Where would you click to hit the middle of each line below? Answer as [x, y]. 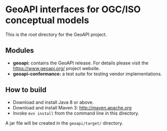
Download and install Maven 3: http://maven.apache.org [72, 107]
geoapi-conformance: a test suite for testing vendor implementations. [87, 74]
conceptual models [47, 20]
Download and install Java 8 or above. [53, 102]
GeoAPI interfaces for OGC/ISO [73, 9]
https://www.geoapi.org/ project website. [56, 68]
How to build [26, 90]
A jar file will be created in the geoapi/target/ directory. [64, 123]
